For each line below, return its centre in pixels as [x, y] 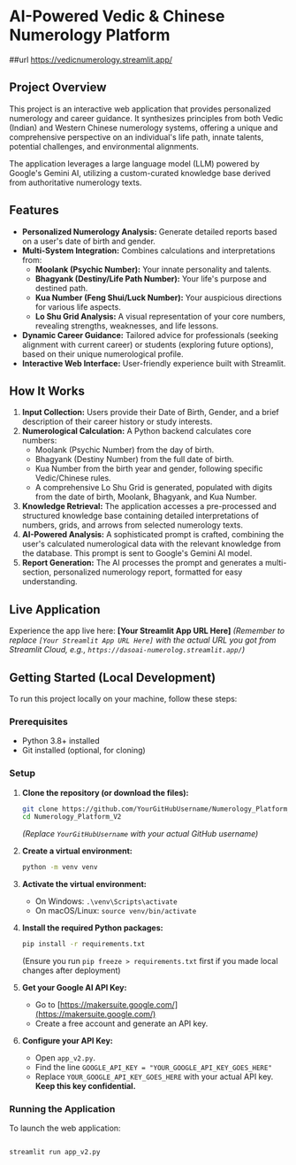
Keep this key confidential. [85, 1086]
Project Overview [58, 87]
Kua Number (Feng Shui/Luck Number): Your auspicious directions [159, 297]
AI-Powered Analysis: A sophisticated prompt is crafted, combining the [153, 535]
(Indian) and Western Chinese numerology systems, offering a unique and [144, 127]
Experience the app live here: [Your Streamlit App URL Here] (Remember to [147, 631]
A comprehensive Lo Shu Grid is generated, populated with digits [154, 488]
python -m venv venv [60, 868]
